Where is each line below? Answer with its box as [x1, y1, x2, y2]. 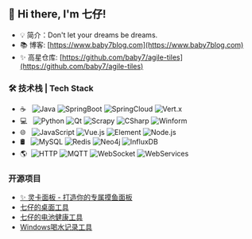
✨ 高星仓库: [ [19, 52, 63, 62]
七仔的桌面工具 [19, 202, 69, 212]
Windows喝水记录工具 [19, 222, 93, 232]
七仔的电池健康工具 [19, 213, 83, 222]
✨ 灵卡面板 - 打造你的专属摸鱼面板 [19, 193, 133, 202]
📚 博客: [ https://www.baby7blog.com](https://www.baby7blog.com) [19, 40, 244, 49]
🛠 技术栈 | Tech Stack [8, 83, 94, 94]
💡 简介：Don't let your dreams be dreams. [19, 30, 158, 40]
